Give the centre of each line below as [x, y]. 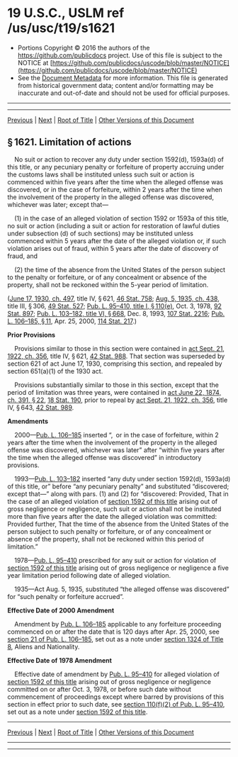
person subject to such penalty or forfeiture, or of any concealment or [109, 531]
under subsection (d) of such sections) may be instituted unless [100, 233]
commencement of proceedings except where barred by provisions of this [116, 697]
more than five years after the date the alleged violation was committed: [112, 516]
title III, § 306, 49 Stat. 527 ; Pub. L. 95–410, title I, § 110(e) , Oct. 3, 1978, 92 [114, 305]
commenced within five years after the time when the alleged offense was [115, 181]
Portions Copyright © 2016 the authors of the [84, 47]
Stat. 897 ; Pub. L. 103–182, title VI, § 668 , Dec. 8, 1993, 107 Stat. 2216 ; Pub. [116, 313]
